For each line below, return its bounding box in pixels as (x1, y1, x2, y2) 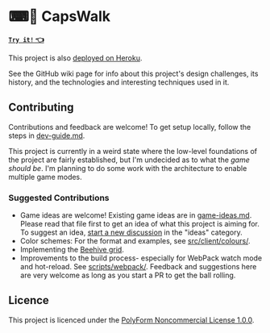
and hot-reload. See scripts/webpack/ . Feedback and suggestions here (19, 262, 257, 272)
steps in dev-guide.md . (8, 131, 85, 140)
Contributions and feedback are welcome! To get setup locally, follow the (8, 122, 251, 131)
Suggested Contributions (8, 192, 110, 203)
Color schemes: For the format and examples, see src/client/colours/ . (19, 236, 251, 246)
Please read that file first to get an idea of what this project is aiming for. (19, 219, 260, 229)
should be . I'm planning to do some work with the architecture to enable (8, 163, 247, 173)
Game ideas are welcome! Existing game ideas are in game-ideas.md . (19, 210, 252, 220)
